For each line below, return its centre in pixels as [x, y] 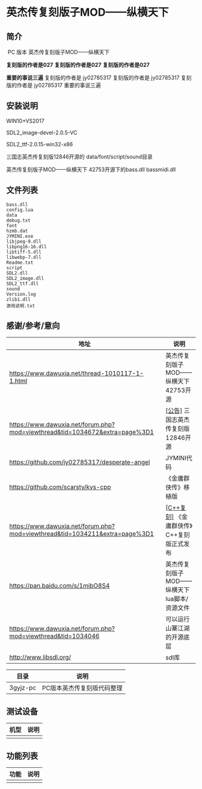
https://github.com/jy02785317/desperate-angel [80, 463]
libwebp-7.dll [24, 257]
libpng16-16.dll [26, 247]
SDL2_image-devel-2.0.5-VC [42, 133]
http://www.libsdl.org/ [40, 657]
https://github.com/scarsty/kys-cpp [60, 487]
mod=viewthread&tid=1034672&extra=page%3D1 [82, 432]
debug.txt [19, 220]
